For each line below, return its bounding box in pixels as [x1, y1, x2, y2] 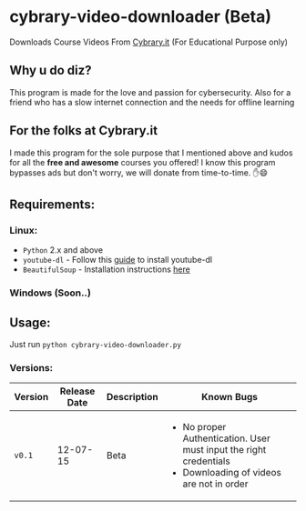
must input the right [182, 444, 267, 456]
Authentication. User [182, 432, 270, 445]
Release [59, 385, 96, 397]
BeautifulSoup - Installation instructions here [22, 264, 191, 275]
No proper [182, 421, 227, 434]
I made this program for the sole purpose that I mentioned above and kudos [9, 147, 293, 158]
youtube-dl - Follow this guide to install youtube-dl [22, 255, 212, 266]
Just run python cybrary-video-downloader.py [9, 338, 182, 349]
